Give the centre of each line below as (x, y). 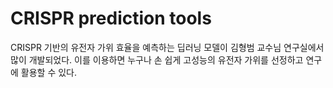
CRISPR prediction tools (111, 18)
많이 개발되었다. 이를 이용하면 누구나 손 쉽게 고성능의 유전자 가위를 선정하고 (157, 59)
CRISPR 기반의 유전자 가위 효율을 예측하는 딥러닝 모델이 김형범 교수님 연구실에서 (167, 47)
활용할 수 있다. (49, 72)
